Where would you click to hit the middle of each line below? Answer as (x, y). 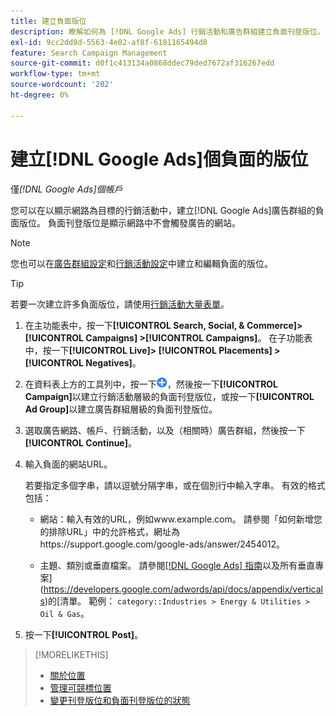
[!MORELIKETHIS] (71, 654)
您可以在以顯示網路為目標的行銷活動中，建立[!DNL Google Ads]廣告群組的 (163, 210)
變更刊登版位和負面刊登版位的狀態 (120, 700)
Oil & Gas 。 (64, 613)
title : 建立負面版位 (48, 21)
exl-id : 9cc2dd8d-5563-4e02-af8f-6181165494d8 (109, 42)
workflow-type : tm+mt (55, 74)
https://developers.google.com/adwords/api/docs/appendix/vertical (183, 589)
